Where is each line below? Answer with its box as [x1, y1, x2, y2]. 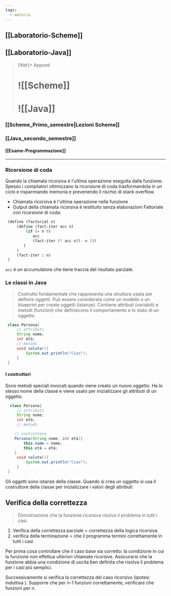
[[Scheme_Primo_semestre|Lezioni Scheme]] [5, 121, 120, 128]
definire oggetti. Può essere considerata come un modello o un [17, 296, 150, 302]
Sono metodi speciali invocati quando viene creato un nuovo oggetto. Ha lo [5, 383, 163, 389]
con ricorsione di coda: [12, 209, 62, 215]
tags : [5, 7, 17, 13]
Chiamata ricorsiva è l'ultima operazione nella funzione [12, 199, 128, 205]
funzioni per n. [5, 585, 36, 591]
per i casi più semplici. [5, 564, 52, 571]
